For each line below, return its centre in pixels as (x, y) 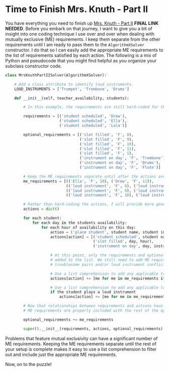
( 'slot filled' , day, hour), (123, 242)
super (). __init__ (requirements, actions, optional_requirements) (93, 329)
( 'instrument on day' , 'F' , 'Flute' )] (120, 168)
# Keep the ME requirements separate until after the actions (90, 176)
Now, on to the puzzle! (28, 364)
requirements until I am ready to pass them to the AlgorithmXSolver (75, 44)
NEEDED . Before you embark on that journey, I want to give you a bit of (79, 28)
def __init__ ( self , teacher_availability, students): (72, 98)
